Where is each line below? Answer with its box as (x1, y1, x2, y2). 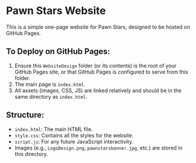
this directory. (14, 150, 49, 157)
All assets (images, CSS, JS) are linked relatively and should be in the (14, 86, 182, 94)
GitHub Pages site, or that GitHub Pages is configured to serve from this (14, 68, 188, 75)
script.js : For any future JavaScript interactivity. (14, 138, 133, 145)
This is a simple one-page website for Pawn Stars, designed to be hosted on (6, 23, 190, 30)
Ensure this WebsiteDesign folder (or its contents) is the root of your (14, 62, 177, 69)
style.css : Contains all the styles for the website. (14, 131, 133, 138)
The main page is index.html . (14, 81, 86, 88)
